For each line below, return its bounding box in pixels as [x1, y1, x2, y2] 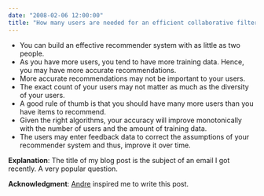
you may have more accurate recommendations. [19, 65, 177, 74]
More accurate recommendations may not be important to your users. [19, 74, 246, 83]
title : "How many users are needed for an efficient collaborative [8, 19, 234, 27]
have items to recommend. [19, 107, 106, 116]
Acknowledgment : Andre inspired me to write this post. [8, 179, 189, 188]
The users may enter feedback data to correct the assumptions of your [19, 132, 250, 141]
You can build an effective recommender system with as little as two [19, 40, 241, 49]
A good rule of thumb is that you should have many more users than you [19, 99, 254, 108]
